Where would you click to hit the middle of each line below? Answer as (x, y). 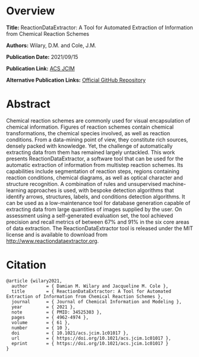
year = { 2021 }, (44, 307)
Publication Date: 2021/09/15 (42, 57)
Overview (31, 11)
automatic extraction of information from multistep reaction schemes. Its (95, 164)
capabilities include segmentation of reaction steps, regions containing (93, 171)
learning (16, 190)
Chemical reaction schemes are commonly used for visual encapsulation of (98, 120)
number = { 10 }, (41, 328)
